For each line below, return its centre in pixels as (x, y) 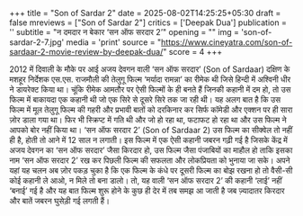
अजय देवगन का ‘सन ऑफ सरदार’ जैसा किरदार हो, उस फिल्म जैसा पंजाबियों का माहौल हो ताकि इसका (151, 150)
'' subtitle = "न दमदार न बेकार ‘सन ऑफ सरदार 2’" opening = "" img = (125, 32)
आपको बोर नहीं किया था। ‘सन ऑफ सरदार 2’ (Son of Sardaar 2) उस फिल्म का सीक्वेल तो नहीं (151, 130)
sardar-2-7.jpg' (37, 42)
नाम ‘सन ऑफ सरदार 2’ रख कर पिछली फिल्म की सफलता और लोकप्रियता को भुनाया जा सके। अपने (150, 160)
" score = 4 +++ (193, 52)
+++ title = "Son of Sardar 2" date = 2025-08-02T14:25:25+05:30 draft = (145, 13)
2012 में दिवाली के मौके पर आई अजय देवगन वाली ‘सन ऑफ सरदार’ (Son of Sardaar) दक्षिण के (150, 69)
